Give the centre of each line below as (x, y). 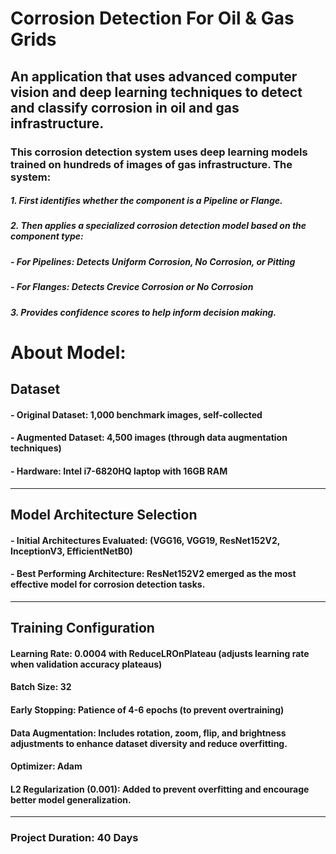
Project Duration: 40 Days (74, 838)
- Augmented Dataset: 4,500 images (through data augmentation (149, 438)
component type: (47, 236)
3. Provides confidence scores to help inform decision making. (143, 312)
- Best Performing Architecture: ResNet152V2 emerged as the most (153, 574)
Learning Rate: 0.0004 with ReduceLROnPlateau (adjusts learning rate (160, 653)
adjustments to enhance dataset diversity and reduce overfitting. (149, 743)
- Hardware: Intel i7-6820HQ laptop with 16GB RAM (119, 471)
